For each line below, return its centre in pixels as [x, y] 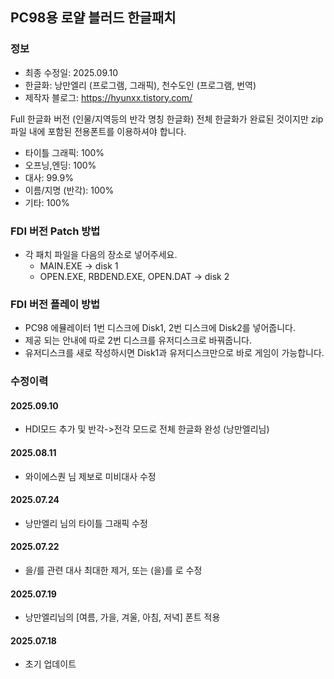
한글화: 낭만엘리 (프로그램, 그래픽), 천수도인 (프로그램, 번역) [140, 85]
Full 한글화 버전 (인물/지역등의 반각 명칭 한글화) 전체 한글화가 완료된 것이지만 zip [167, 119]
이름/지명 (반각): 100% [69, 190]
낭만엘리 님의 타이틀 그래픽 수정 [86, 523]
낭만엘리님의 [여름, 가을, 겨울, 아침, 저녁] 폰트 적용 [122, 617]
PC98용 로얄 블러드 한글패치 [93, 18]
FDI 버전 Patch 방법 [55, 231]
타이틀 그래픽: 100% [64, 152]
